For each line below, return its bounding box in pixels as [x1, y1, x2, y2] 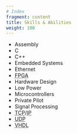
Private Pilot [14, 97, 44, 104]
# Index [6, 8, 25, 15]
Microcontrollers [14, 91, 54, 98]
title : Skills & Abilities [6, 19, 72, 25]
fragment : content [6, 14, 51, 20]
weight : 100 [6, 25, 35, 31]
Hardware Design [14, 78, 57, 85]
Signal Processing [14, 103, 58, 110]
